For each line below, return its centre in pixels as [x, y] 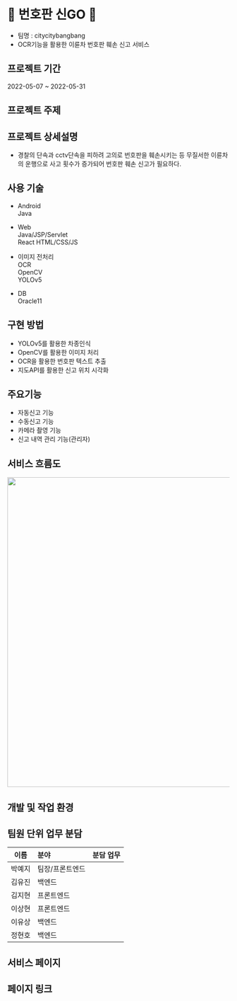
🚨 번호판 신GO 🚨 [52, 15]
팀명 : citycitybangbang [51, 35]
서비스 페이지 [34, 962]
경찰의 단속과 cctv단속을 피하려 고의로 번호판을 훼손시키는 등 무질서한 [113, 155]
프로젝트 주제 [34, 110]
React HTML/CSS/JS [48, 242]
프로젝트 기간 [34, 69]
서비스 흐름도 [34, 463]
